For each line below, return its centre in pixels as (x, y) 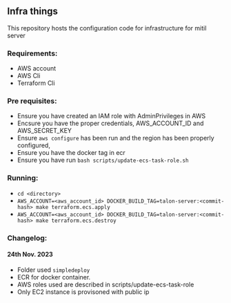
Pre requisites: (32, 101)
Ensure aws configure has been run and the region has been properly (116, 138)
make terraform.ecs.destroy (76, 221)
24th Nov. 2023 (30, 255)
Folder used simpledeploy (53, 270)
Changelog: (27, 238)
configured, (33, 145)
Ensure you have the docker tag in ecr (71, 153)
